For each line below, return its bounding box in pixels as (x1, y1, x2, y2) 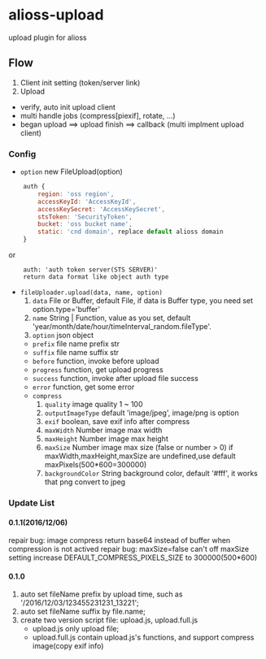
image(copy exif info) (32, 641, 104, 651)
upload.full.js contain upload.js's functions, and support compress (32, 632, 255, 643)
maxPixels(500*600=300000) (44, 460, 147, 470)
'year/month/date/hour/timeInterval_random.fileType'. (32, 322, 211, 332)
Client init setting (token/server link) (20, 77, 141, 87)
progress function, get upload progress (32, 365, 164, 375)
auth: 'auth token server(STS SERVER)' (23, 266, 159, 274)
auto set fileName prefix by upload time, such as (20, 589, 183, 599)
